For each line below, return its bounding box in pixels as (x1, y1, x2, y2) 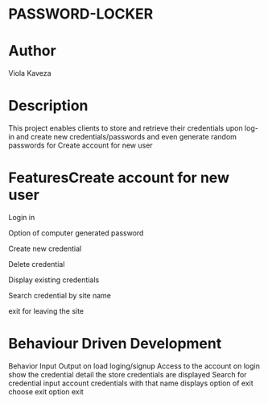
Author (8, 42, 56, 60)
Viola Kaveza (8, 69, 52, 78)
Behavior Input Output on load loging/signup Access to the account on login (8, 360, 260, 371)
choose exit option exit (8, 386, 84, 396)
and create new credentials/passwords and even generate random (15, 132, 237, 142)
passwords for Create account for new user (8, 140, 153, 150)
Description (8, 97, 89, 115)
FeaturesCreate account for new (8, 169, 229, 187)
